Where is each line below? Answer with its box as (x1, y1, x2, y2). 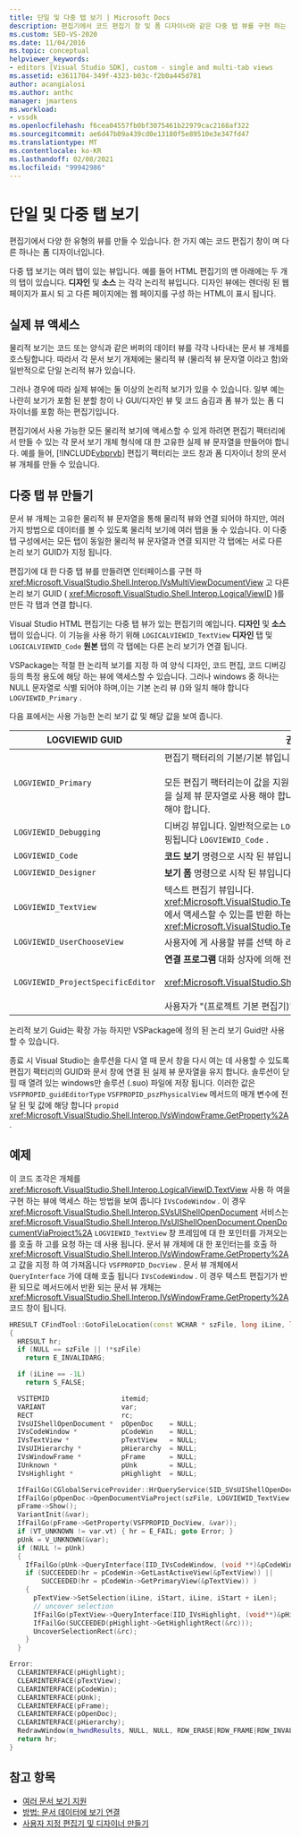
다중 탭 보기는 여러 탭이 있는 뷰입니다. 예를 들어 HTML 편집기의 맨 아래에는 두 (9, 266, 279, 277)
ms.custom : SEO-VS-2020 (9, 30, 98, 39)
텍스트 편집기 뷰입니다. (163, 883, 254, 896)
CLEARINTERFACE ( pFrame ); (17, 1701, 110, 1711)
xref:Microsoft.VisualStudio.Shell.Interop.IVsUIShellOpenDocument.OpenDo (9, 1216, 287, 1227)
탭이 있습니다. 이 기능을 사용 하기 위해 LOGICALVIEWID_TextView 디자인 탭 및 (9, 629, 273, 640)
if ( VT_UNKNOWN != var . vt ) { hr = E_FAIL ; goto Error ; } (17, 1527, 234, 1536)
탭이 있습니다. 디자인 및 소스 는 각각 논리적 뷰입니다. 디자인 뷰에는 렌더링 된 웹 (18, 277, 290, 288)
